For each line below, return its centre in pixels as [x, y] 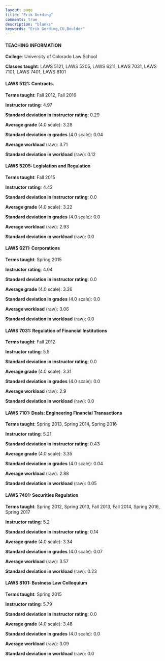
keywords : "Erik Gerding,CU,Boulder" [45, 29]
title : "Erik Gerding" [29, 15]
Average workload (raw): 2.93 [37, 226]
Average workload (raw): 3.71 [37, 144]
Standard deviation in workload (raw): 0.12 [51, 154]
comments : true [21, 19]
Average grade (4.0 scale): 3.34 [39, 542]
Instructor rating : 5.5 [27, 352]
